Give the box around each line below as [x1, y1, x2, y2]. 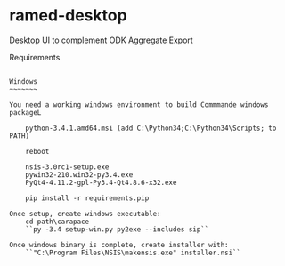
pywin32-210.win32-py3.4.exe [25, 170, 134, 179]
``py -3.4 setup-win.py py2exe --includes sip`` [25, 224, 209, 234]
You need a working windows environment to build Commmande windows [9, 100, 269, 109]
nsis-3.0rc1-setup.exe [25, 162, 110, 172]
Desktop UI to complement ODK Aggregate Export [9, 35, 193, 45]
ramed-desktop [9, 5, 127, 26]
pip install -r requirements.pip [25, 193, 150, 203]
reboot [25, 147, 50, 156]
